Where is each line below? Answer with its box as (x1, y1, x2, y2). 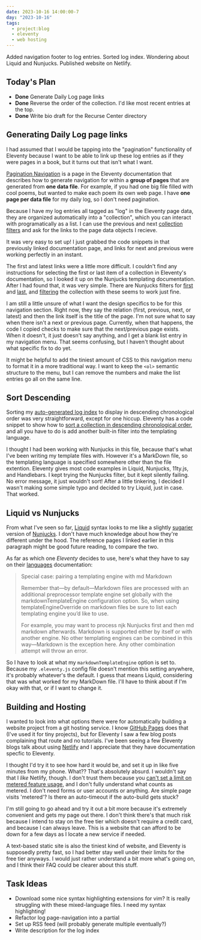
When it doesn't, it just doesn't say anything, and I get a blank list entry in (6, 331, 188, 339)
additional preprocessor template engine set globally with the (20, 591, 173, 598)
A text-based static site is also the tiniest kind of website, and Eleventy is (6, 843, 187, 850)
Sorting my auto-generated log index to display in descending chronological (6, 408, 194, 416)
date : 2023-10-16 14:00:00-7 (6, 8, 79, 15)
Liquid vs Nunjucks (6, 508, 80, 518)
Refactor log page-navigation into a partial (14, 914, 120, 921)
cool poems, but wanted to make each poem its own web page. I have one (6, 189, 191, 196)
